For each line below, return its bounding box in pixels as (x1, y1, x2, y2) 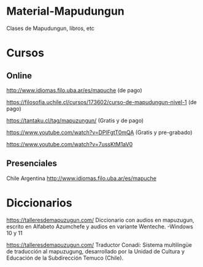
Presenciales (6, 158, 57, 169)
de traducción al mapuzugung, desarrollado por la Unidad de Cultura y (6, 247, 185, 255)
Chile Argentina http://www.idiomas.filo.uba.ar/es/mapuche (6, 175, 156, 182)
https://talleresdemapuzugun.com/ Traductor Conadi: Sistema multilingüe (6, 241, 192, 249)
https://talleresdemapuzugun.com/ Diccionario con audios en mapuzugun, (6, 216, 194, 224)
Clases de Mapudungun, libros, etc (6, 24, 95, 32)
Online (6, 70, 33, 81)
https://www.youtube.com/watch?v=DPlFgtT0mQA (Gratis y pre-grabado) (6, 129, 193, 136)
